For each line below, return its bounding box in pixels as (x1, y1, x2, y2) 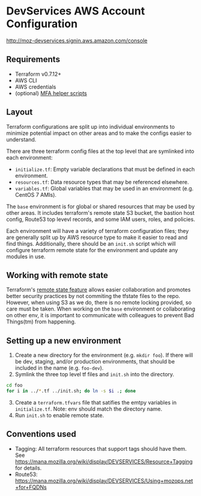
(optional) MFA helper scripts (14, 89, 87, 97)
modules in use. (6, 253, 46, 260)
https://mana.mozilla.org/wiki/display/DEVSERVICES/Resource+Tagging (14, 457, 193, 465)
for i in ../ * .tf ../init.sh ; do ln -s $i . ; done (6, 388, 136, 394)
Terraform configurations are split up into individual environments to (6, 123, 175, 130)
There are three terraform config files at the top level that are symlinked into (6, 147, 194, 155)
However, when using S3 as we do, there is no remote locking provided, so (6, 299, 192, 306)
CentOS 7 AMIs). (14, 191, 57, 198)
